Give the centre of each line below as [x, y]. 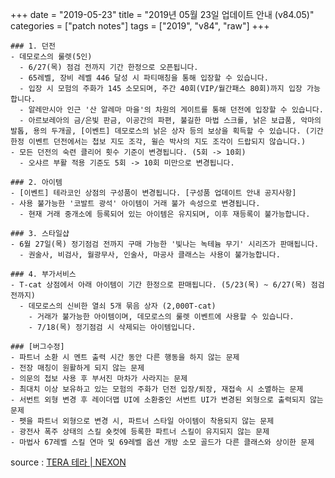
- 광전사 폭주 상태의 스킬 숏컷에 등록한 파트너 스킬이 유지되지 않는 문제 [140, 432]
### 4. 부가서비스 [43, 274]
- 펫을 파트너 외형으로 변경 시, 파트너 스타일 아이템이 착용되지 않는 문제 [142, 421]
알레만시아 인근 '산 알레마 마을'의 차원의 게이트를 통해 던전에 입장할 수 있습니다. [176, 110]
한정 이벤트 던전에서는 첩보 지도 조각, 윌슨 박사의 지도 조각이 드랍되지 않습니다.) [158, 142]
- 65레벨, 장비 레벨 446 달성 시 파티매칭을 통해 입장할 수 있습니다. [144, 78]
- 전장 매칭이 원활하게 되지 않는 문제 [77, 368]
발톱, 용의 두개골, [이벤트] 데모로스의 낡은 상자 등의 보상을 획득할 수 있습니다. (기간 [167, 131]
